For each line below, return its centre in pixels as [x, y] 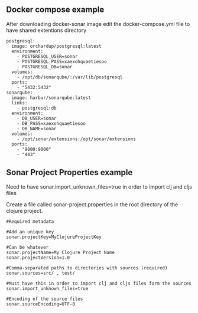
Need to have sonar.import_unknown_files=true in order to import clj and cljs [99, 187]
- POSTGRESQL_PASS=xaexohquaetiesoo [62, 61]
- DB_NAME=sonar [37, 129]
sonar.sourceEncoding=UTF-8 [41, 304]
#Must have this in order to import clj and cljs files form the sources [99, 283]
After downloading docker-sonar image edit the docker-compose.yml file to [98, 24]
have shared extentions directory [46, 30]
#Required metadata [30, 221]
